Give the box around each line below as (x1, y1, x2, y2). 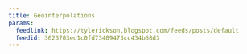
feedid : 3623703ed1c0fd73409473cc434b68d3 (15, 33, 160, 42)
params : (8, 19, 35, 27)
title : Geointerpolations (8, 11, 95, 20)
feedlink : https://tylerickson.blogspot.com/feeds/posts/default (15, 26, 240, 34)
